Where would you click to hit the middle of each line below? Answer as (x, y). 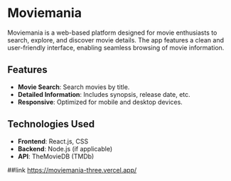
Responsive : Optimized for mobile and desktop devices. (100, 102)
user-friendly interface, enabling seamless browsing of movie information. (116, 47)
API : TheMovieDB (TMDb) (56, 156)
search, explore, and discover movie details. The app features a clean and (116, 40)
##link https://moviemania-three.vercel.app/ (72, 170)
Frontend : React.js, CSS (53, 141)
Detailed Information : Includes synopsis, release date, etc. (104, 94)
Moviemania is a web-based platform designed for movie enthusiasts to (112, 33)
